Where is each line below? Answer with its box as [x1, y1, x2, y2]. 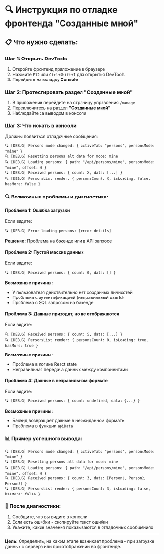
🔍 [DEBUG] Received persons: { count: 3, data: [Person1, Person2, [5, 475, 146, 481]
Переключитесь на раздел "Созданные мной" [12, 105, 111, 111]
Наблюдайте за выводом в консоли [12, 110, 87, 116]
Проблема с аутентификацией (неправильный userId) [12, 294, 124, 300]
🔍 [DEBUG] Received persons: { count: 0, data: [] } [5, 270, 116, 275]
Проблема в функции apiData [12, 423, 73, 429]
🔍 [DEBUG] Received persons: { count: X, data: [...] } [5, 170, 123, 175]
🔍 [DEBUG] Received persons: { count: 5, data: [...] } [5, 332, 123, 336]
